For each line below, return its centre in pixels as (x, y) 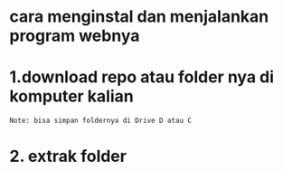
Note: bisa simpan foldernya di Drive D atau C (101, 121)
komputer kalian (71, 96)
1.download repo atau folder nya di (141, 77)
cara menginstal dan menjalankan (139, 17)
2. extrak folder (68, 157)
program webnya (75, 36)
